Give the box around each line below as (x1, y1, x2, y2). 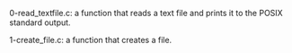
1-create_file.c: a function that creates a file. (9, 35, 173, 45)
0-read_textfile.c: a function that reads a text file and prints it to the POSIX (9, 8, 283, 18)
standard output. (9, 17, 71, 28)
